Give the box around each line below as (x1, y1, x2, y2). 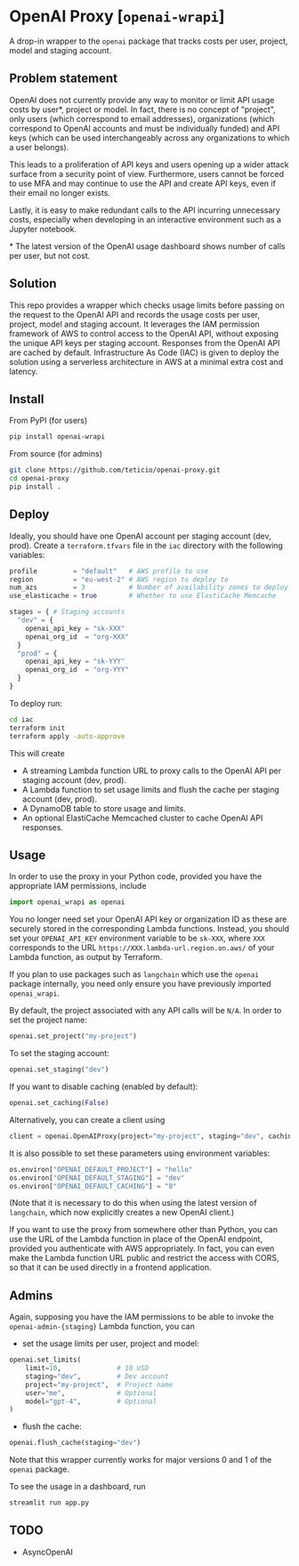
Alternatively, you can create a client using (9, 1114, 166, 1125)
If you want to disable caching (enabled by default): (9, 1081, 198, 1092)
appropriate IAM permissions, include (9, 881, 147, 892)
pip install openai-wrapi (9, 432, 105, 441)
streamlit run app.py (9, 1498, 90, 1507)
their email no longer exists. (9, 187, 111, 198)
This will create (9, 747, 65, 758)
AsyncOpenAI (21, 1546, 74, 1557)
